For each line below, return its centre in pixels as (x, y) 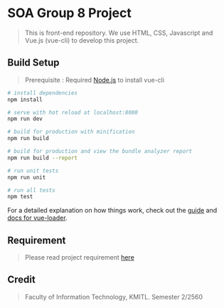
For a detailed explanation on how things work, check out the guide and (112, 211)
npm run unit (27, 177)
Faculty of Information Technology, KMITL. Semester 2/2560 (114, 297)
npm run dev (25, 119)
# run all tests (31, 190)
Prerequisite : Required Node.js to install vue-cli (95, 80)
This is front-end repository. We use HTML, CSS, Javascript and (119, 33)
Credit (21, 280)
